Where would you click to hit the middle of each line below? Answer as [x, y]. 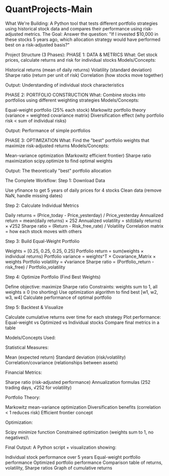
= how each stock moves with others [44, 231]
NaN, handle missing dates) [34, 195]
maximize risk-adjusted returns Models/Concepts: [57, 146]
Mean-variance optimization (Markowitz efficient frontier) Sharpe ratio [78, 155]
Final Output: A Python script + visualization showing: [61, 447]
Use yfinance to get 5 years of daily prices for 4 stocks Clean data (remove [83, 190]
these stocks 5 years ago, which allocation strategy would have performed [83, 39]
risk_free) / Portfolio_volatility [35, 267]
